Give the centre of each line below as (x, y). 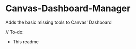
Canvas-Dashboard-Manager (68, 9)
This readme (26, 42)
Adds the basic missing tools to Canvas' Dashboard (58, 22)
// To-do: (14, 32)
